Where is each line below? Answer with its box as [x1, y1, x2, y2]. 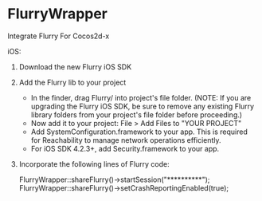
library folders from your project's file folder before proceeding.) [30, 109, 243, 120]
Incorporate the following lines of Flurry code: [18, 159, 170, 168]
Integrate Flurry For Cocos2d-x [7, 31, 110, 41]
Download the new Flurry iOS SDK [18, 61, 132, 72]
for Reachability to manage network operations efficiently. [30, 135, 221, 144]
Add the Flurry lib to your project [18, 77, 127, 87]
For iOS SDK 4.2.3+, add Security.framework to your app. [30, 144, 220, 153]
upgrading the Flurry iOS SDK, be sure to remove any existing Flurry [30, 101, 255, 111]
